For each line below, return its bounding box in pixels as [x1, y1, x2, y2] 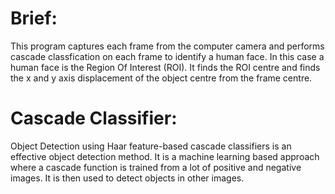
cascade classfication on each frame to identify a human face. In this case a [10, 50, 325, 62]
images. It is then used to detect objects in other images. [10, 172, 245, 184]
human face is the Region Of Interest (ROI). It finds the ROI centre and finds [10, 61, 321, 73]
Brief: [10, 7, 58, 30]
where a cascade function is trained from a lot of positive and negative [10, 161, 302, 173]
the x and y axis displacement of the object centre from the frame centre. [10, 72, 313, 84]
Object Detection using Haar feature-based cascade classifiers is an [10, 140, 292, 152]
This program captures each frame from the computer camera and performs [10, 40, 325, 52]
